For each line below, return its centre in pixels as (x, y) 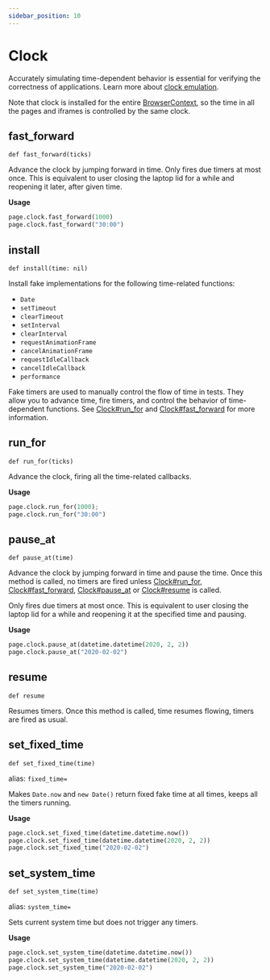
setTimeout (38, 308)
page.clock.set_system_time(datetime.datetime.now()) (101, 953)
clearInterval (44, 334)
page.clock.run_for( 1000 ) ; (54, 507)
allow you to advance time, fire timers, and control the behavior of (118, 400)
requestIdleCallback (54, 360)
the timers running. (40, 803)
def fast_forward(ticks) (50, 155)
